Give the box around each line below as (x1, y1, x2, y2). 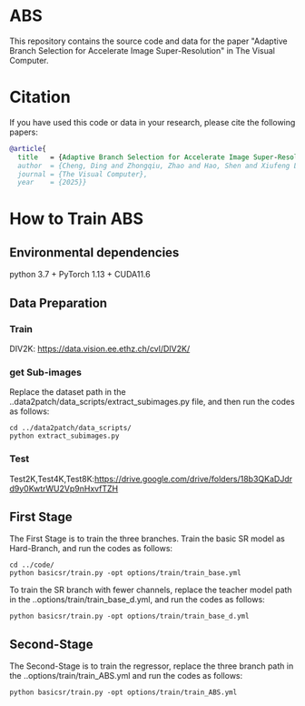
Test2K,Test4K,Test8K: (9, 473, 95, 484)
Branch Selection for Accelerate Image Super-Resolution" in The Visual (9, 45, 275, 55)
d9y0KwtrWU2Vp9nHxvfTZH (9, 483, 119, 494)
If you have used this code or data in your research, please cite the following (9, 116, 296, 127)
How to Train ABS (9, 208, 143, 229)
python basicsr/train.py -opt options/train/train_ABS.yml (9, 688, 238, 697)
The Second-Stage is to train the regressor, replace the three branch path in (9, 661, 294, 671)
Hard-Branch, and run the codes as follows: (9, 543, 173, 554)
